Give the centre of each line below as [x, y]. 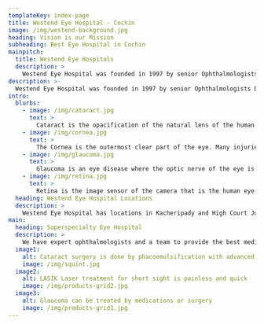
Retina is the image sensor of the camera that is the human [139, 191]
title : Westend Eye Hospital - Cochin [71, 23]
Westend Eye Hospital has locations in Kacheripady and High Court [135, 213]
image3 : [28, 293]
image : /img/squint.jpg [61, 264]
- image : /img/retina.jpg [65, 177]
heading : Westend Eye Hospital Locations [84, 198]
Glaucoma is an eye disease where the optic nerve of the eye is [146, 169]
